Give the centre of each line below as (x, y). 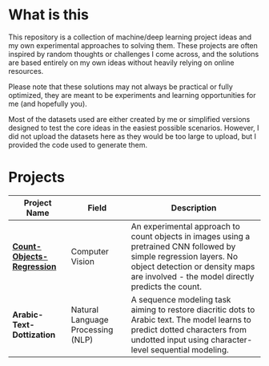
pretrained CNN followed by (183, 246)
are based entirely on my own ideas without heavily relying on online (121, 63)
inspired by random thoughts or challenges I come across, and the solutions (134, 54)
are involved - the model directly (193, 276)
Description (194, 208)
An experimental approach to (185, 226)
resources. (26, 71)
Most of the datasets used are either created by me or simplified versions (129, 119)
